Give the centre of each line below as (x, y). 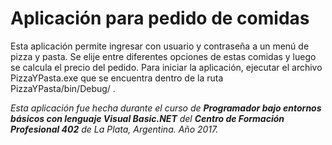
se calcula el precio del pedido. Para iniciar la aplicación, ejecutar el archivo (166, 67)
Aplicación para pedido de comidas (160, 18)
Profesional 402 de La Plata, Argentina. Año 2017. (114, 129)
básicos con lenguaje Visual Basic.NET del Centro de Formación (147, 118)
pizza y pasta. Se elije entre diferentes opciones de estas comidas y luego (163, 56)
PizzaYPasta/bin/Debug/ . (63, 88)
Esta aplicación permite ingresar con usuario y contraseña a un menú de (160, 46)
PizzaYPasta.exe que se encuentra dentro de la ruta (117, 78)
